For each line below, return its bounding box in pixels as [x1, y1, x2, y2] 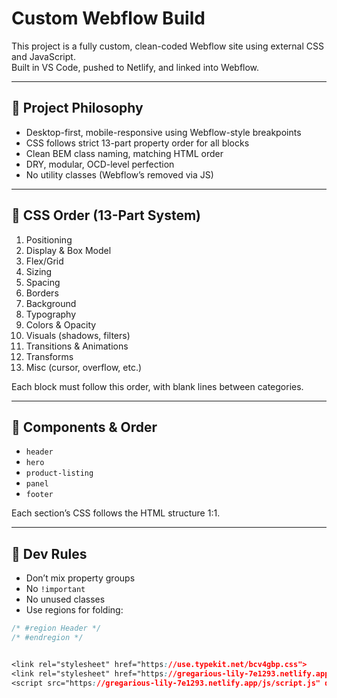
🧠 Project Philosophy [11, 100, 144, 117]
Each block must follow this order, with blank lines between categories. [11, 380, 304, 392]
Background [25, 297, 77, 309]
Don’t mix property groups [25, 572, 136, 584]
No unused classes [25, 593, 106, 606]
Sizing [25, 265, 53, 277]
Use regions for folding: [25, 604, 124, 616]
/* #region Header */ [11, 623, 102, 634]
